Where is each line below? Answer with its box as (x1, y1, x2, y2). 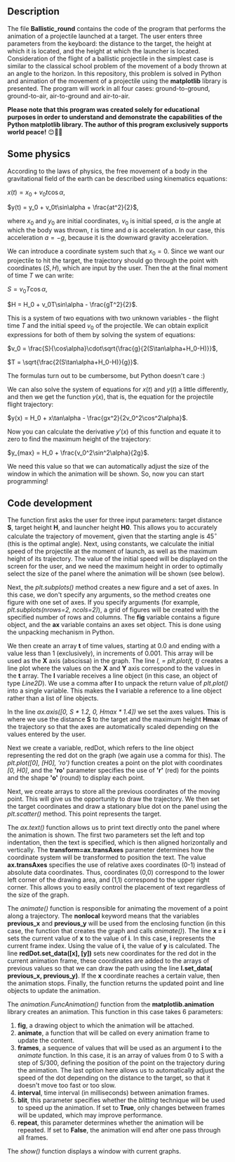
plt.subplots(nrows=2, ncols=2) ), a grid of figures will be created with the (7, 605, 220, 614)
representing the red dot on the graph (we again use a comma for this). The (7, 751, 226, 759)
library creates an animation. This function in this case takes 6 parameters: (7, 1008, 223, 1016)
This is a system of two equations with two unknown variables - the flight (7, 313, 219, 322)
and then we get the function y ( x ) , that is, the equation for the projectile (7, 392, 214, 400)
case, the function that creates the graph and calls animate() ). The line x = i (7, 927, 226, 935)
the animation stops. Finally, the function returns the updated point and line (7, 979, 224, 987)
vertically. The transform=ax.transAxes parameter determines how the (7, 846, 215, 854)
